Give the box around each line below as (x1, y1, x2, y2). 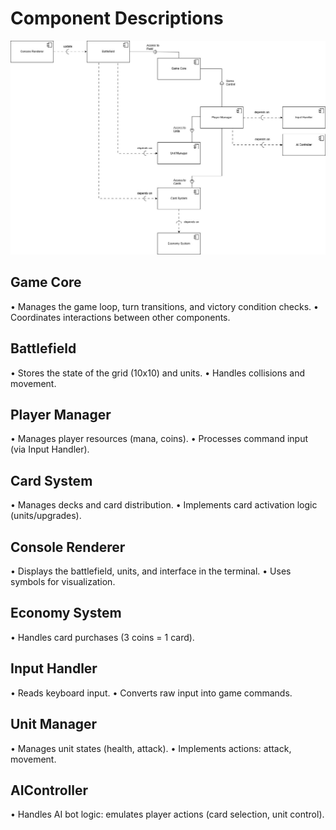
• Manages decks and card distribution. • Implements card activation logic (10, 499, 318, 511)
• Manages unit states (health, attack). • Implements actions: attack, (10, 742, 292, 754)
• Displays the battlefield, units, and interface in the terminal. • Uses (10, 565, 292, 577)
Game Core (10, 274, 82, 291)
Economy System (10, 605, 122, 622)
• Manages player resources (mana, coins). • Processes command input (10, 433, 309, 445)
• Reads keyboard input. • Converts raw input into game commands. (10, 687, 293, 699)
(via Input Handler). (10, 443, 90, 456)
